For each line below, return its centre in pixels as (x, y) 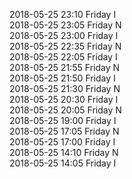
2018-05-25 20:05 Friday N (65, 110)
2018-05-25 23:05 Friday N (65, 25)
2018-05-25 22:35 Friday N (65, 46)
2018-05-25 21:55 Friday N (65, 67)
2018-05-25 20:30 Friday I (64, 99)
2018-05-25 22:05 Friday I (63, 57)
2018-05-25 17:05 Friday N (64, 131)
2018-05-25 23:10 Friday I (63, 14)
